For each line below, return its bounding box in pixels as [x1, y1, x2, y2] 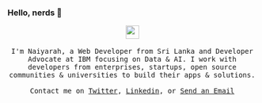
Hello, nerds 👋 [7, 7, 63, 18]
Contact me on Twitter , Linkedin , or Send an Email [29, 86, 235, 96]
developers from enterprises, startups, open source [28, 63, 237, 72]
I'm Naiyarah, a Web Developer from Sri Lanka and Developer [10, 47, 254, 56]
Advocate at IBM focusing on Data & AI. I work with [28, 55, 237, 64]
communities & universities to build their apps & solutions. [9, 71, 256, 80]
